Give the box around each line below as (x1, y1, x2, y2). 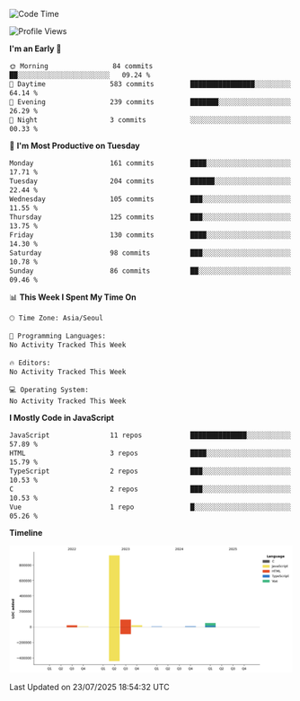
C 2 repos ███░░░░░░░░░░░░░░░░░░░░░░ (9, 485, 292, 494)
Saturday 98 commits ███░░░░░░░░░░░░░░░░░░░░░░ (9, 249, 292, 258)
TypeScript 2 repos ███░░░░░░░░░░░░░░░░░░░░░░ (9, 467, 292, 476)
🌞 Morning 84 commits (9, 62, 154, 71)
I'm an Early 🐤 (9, 43, 62, 54)
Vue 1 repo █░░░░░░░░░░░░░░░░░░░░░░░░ (9, 503, 292, 512)
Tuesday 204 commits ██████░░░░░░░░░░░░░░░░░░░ (9, 177, 292, 186)
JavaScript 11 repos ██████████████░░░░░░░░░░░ (9, 431, 292, 440)
